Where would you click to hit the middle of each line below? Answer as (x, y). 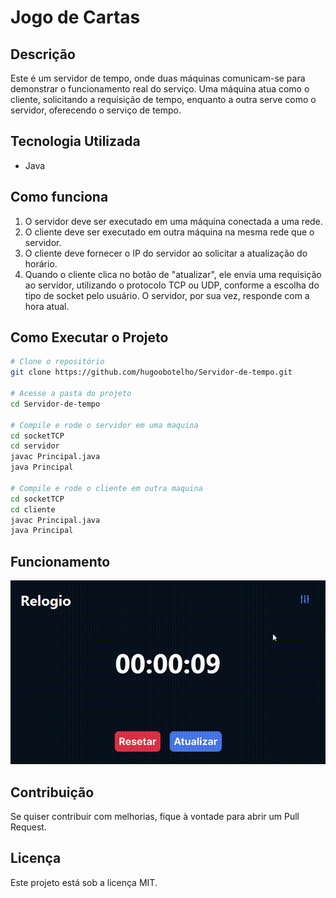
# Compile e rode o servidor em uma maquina (104, 425)
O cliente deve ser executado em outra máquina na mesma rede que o (169, 232)
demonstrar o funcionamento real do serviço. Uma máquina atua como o (160, 89)
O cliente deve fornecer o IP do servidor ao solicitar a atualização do (166, 253)
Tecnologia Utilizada (75, 141)
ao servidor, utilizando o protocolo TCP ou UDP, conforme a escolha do (172, 285)
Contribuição (52, 792)
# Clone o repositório (57, 362)
